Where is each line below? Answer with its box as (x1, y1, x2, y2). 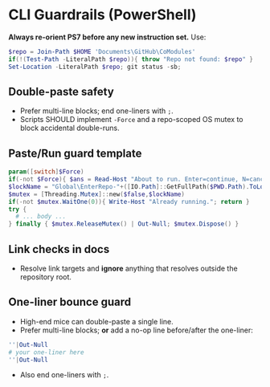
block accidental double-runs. (19, 123, 120, 133)
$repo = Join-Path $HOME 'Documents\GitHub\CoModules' (8, 47, 196, 55)
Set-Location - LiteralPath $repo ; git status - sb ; (8, 63, 182, 71)
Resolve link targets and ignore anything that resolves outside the (19, 263, 239, 273)
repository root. (19, 272, 72, 282)
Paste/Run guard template (8, 146, 142, 160)
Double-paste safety (8, 84, 114, 98)
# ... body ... (15, 213, 67, 221)
